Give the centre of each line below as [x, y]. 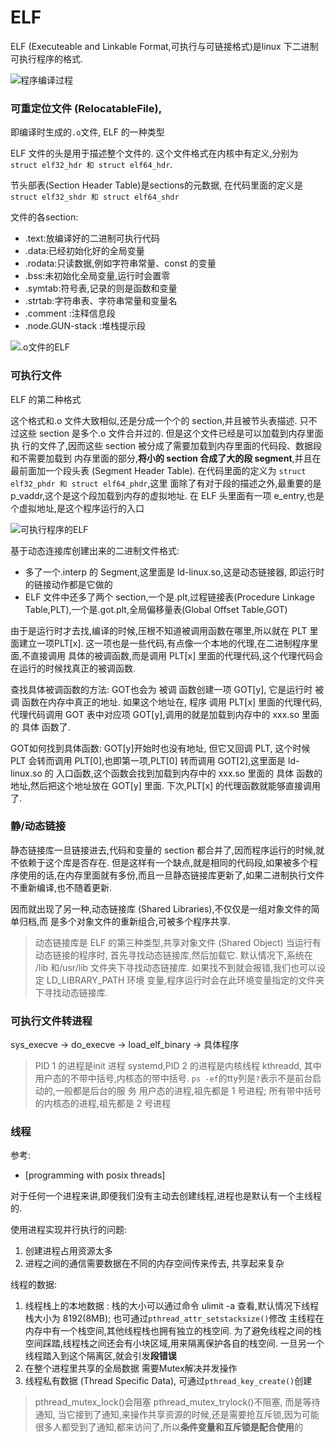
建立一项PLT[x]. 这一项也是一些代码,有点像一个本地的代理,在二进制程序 [164, 643]
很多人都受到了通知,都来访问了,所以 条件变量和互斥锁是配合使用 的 [168, 1427]
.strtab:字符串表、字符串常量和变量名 [101, 301]
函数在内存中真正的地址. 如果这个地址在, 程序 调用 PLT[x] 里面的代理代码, [172, 702]
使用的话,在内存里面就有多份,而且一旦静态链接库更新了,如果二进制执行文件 [171, 875]
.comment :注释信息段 [70, 313]
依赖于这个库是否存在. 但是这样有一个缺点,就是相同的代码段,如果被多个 [164, 862]
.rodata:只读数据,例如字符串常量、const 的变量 [120, 263]
